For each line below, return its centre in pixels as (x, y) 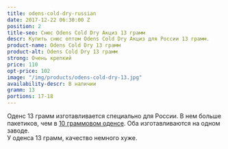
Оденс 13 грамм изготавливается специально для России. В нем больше (114, 116)
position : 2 (24, 26)
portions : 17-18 (30, 97)
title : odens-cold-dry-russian (52, 13)
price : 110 (23, 65)
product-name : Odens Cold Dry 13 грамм (64, 45)
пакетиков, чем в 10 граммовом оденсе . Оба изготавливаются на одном (114, 123)
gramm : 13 (21, 90)
